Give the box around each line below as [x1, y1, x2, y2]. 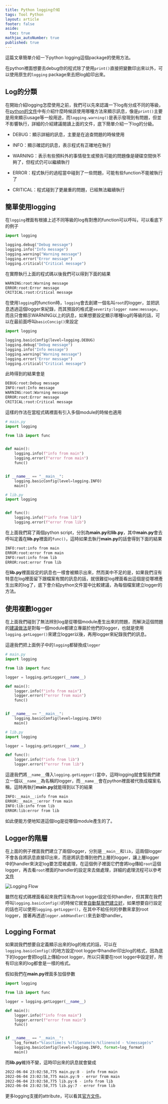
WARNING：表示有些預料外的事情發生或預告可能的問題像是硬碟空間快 [12, 153, 157, 159]
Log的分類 [5, 87, 38, 96]
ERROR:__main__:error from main [5, 799, 73, 804]
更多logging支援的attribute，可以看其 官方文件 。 [5, 1093, 104, 1099]
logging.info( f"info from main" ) [14, 451, 84, 456]
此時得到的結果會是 [5, 371, 45, 377]
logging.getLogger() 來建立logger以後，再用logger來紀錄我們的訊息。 [5, 631, 149, 637]
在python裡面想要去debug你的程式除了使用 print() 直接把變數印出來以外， [5, 65, 159, 71]
